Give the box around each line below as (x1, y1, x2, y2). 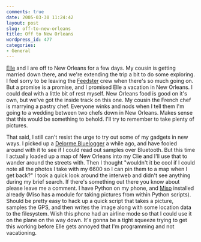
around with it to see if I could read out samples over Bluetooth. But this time (6, 146, 196, 153)
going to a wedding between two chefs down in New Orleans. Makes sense (6, 109, 193, 116)
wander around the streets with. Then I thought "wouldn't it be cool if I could (6, 159, 195, 166)
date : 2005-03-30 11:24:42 (6, 14, 74, 20)
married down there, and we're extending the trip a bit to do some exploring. (6, 70, 195, 78)
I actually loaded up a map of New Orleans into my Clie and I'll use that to (6, 153, 188, 160)
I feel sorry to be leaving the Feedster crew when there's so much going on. (6, 77, 194, 84)
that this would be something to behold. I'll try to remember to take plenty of (6, 115, 195, 123)
